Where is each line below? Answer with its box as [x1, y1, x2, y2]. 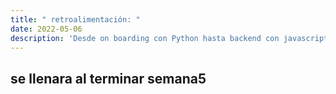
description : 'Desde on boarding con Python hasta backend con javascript [10, 33, 329, 43]
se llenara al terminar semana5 [10, 70, 207, 87]
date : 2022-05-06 [10, 24, 83, 34]
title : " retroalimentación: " [10, 14, 141, 25]
